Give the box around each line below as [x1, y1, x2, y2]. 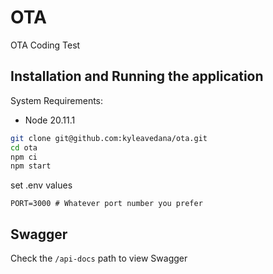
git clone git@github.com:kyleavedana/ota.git [10, 133, 208, 143]
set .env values [10, 179, 73, 191]
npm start [10, 161, 52, 171]
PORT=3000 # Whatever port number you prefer [10, 199, 203, 209]
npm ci [10, 152, 38, 162]
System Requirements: [10, 94, 104, 106]
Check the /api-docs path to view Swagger [10, 252, 188, 265]
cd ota [10, 142, 38, 153]
